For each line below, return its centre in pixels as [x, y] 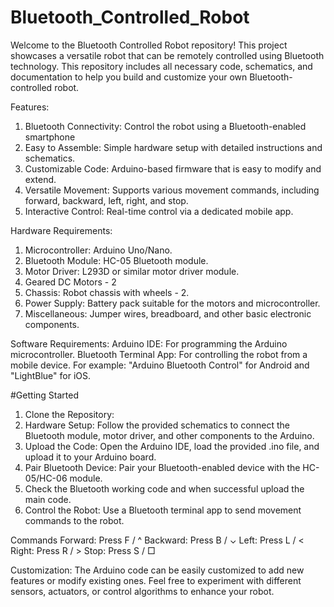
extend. [40, 179]
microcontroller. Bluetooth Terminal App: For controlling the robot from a [159, 354]
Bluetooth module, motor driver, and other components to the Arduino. [169, 435]
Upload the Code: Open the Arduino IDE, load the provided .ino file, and [172, 446]
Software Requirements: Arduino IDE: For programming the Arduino [149, 343]
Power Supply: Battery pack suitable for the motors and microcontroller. [172, 303]
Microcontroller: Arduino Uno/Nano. [98, 250]
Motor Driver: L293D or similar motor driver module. [132, 271]
